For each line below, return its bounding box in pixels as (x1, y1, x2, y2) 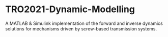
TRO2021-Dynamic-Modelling (5, 4, 135, 15)
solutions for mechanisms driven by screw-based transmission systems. (5, 25, 157, 31)
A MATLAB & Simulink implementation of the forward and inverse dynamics (5, 20, 163, 26)
